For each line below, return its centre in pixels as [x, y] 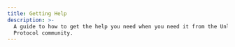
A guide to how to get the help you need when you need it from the [115, 26]
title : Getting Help [37, 13]
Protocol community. [43, 33]
